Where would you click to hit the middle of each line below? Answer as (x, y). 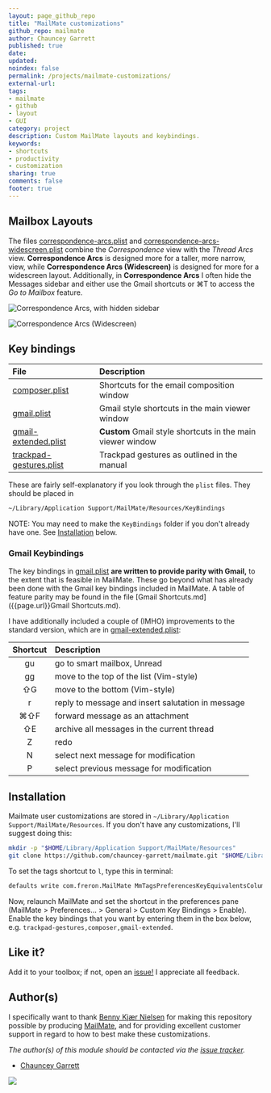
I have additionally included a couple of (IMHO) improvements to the (122, 621)
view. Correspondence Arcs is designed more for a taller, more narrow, (127, 258)
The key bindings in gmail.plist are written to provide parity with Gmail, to (132, 571)
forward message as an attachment (122, 716)
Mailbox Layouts (51, 222)
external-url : (32, 83)
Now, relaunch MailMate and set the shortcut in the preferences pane (124, 901)
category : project (39, 128)
